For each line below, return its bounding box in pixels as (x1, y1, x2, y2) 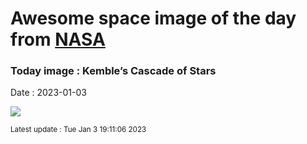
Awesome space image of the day (10, 7, 297, 30)
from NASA (10, 28, 106, 51)
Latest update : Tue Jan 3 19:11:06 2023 (10, 125, 147, 135)
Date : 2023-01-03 (10, 87, 87, 99)
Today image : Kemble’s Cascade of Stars (10, 64, 217, 78)
